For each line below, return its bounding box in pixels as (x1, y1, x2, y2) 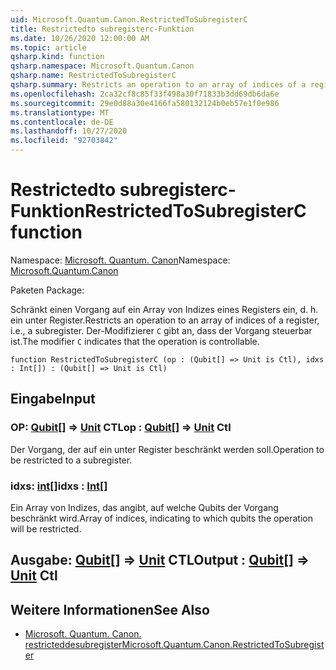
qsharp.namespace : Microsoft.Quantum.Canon (10, 61, 195, 71)
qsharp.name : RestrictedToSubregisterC (10, 71, 177, 81)
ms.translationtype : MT (10, 107, 110, 118)
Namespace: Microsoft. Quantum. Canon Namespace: (10, 254, 231, 266)
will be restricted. (10, 522, 82, 535)
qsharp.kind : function (10, 52, 105, 62)
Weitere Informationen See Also (10, 601, 210, 618)
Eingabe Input (10, 391, 96, 408)
